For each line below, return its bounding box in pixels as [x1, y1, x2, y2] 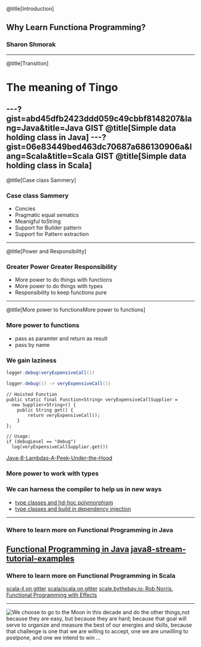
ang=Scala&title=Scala [6, 151, 94, 161]
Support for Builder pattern [14, 224, 82, 231]
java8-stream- [130, 545, 187, 555]
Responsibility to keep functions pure [14, 289, 107, 296]
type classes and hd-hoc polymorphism [14, 498, 114, 506]
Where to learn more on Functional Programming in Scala [6, 572, 175, 580]
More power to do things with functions [14, 276, 112, 283]
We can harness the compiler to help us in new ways [6, 485, 162, 494]
